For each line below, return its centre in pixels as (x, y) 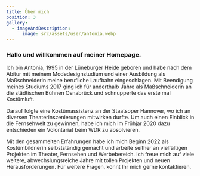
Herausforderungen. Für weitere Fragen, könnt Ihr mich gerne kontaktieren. (99, 167)
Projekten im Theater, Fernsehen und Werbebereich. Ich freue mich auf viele (100, 154)
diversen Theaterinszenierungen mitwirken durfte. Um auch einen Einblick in (100, 118)
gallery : (17, 23)
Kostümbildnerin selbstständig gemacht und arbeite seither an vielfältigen (97, 148)
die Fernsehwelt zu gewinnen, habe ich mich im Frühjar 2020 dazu (88, 123)
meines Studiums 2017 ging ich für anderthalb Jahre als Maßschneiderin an (99, 87)
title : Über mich (28, 12)
